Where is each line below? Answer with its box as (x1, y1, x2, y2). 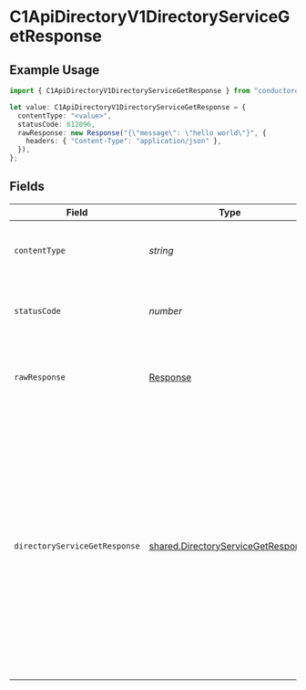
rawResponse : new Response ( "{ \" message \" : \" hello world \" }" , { (17, 128, 267, 138)
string (148, 244, 175, 256)
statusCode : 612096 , (17, 120, 96, 129)
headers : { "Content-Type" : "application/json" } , (25, 137, 222, 146)
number (148, 304, 182, 317)
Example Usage (9, 62, 100, 78)
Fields (9, 179, 46, 194)
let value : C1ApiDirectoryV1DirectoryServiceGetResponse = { (9, 102, 247, 111)
